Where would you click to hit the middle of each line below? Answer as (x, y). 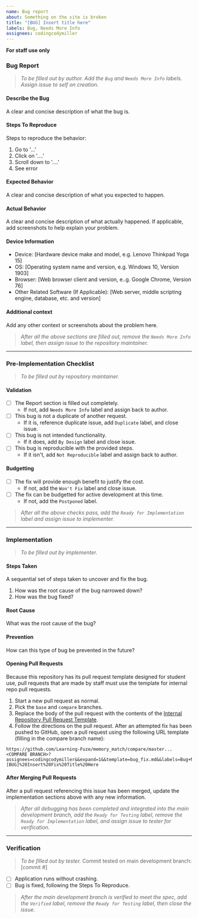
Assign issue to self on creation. (60, 85)
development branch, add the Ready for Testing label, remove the (101, 815)
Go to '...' (25, 149)
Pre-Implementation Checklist (50, 364)
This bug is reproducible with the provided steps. (74, 448)
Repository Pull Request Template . (56, 719)
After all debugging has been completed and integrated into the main (105, 809)
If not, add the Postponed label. (60, 501)
